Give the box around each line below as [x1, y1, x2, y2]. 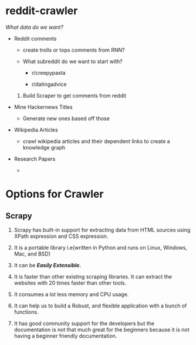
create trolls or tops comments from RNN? [22, 46, 125, 54]
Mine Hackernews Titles [13, 103, 73, 110]
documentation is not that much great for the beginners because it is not [13, 326, 190, 333]
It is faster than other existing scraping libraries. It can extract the [13, 273, 173, 280]
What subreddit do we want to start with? [22, 58, 123, 65]
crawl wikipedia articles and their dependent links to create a [22, 137, 171, 145]
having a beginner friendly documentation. [13, 332, 117, 339]
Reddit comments [13, 35, 57, 42]
